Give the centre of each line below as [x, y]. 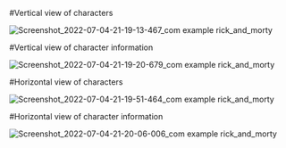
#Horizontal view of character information [86, 116]
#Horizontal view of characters [66, 82]
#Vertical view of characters [61, 13]
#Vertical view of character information [81, 47]
